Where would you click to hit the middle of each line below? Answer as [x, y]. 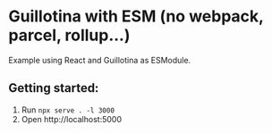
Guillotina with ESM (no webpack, [136, 17]
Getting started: [54, 88]
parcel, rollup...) [69, 35]
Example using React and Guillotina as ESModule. [100, 60]
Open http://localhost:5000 [72, 119]
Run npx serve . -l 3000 [68, 110]
